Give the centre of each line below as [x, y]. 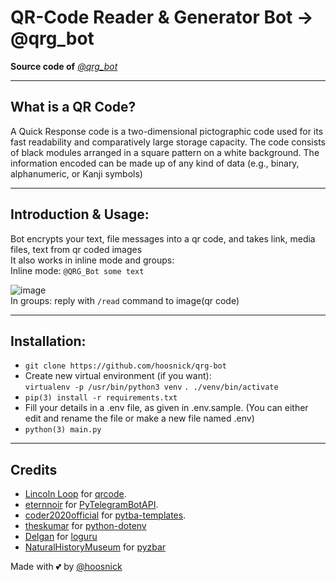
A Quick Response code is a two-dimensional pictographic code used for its [167, 131]
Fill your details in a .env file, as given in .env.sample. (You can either [166, 408]
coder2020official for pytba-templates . [105, 515]
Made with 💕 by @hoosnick [66, 567]
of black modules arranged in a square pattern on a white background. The [165, 152]
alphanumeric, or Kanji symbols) [76, 173]
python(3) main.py [63, 430]
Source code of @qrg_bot [64, 66]
